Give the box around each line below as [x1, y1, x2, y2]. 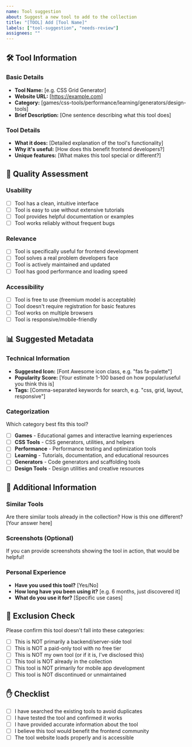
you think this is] [14, 380, 54, 387]
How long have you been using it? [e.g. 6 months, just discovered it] [14, 588, 180, 595]
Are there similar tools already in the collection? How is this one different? [6, 513, 183, 520]
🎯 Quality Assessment [6, 169, 89, 179]
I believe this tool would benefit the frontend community [14, 727, 149, 734]
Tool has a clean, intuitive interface [14, 200, 99, 207]
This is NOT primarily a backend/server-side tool [14, 638, 132, 645]
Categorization [6, 407, 50, 415]
